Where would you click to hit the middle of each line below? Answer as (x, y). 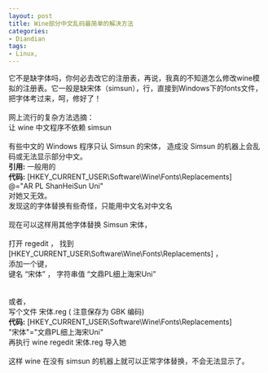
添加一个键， (30, 264)
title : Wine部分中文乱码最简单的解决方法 (71, 24)
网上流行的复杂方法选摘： (51, 117)
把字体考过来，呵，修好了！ (55, 98)
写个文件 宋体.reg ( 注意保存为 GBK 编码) (77, 312)
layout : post (31, 16)
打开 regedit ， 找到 (42, 244)
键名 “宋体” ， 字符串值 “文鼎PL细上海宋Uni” (82, 274)
